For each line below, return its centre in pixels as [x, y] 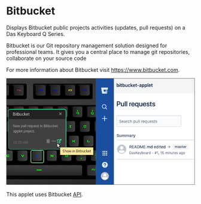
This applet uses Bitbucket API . [45, 194]
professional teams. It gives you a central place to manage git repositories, [98, 51]
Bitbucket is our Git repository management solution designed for [87, 45]
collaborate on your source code [46, 58]
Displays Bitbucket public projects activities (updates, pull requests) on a [96, 28]
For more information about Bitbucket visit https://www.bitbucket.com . [93, 69]
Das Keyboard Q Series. [36, 34]
